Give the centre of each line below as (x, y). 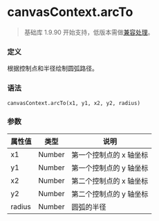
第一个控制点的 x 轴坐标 (110, 155)
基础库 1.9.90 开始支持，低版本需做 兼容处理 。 (89, 32)
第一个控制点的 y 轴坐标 (110, 167)
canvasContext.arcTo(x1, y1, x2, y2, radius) (74, 103)
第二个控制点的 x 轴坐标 (110, 181)
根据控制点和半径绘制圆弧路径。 (53, 68)
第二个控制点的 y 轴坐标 (110, 194)
